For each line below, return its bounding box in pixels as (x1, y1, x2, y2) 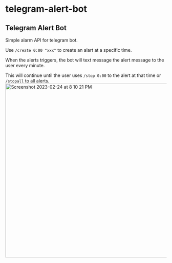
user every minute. (5, 63, 45, 68)
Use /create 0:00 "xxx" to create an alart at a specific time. (5, 47, 132, 53)
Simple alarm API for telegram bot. (5, 37, 78, 43)
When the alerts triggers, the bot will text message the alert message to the (5, 57, 164, 63)
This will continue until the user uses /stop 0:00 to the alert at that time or (5, 72, 161, 78)
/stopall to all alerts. (5, 78, 50, 84)
